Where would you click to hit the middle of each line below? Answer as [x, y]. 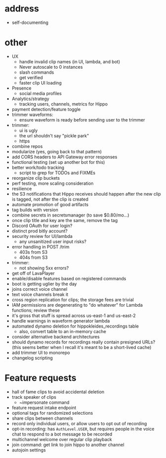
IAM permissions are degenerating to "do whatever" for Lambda [77, 305]
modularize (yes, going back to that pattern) [57, 151]
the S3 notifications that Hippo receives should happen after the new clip [86, 194]
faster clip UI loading [40, 83]
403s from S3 [33, 252]
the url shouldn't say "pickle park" [54, 135]
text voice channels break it [40, 294]
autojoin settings [29, 450]
